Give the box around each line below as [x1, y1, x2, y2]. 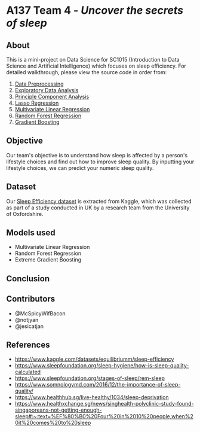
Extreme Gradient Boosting [14, 256, 82, 263]
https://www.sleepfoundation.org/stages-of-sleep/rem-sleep [14, 375, 165, 382]
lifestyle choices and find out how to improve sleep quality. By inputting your [6, 158, 195, 165]
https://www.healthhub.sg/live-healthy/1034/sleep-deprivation [14, 394, 169, 401]
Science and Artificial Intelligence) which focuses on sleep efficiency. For [6, 62, 187, 69]
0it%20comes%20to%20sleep [14, 419, 91, 427]
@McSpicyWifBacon [14, 309, 66, 317]
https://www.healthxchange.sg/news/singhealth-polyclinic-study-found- [14, 400, 194, 407]
